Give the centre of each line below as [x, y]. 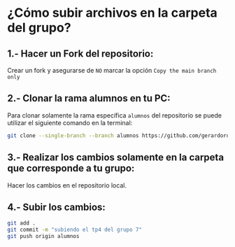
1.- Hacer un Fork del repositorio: [80, 54]
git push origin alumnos [43, 237]
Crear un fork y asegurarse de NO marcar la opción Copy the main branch [112, 70]
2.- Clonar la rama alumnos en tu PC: [89, 98]
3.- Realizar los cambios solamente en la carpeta [116, 158]
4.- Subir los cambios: [57, 207]
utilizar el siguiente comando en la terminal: [70, 122]
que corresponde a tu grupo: [71, 168]
